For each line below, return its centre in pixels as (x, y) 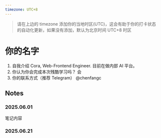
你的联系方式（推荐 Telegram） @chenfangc (57, 77)
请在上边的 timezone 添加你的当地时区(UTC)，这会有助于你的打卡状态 (86, 24)
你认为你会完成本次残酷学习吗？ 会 (47, 72)
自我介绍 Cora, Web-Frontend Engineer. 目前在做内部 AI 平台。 (74, 65)
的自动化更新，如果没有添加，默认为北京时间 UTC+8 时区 (74, 30)
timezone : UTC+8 (21, 9)
